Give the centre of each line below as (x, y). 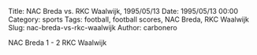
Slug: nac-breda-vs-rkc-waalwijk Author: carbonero (93, 27)
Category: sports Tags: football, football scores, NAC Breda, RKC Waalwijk (129, 19)
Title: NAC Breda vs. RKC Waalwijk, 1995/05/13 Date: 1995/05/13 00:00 (123, 11)
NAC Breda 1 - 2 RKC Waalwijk (58, 43)
